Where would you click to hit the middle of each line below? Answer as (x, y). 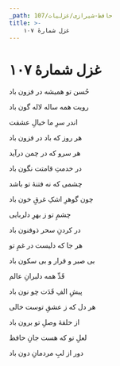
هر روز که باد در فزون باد (46, 138)
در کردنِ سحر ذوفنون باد (45, 230)
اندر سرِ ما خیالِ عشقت (43, 122)
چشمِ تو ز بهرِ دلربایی (40, 214)
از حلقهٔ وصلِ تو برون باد (45, 322)
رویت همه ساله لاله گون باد (49, 107)
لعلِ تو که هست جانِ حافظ (48, 337)
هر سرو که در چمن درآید (45, 153)
